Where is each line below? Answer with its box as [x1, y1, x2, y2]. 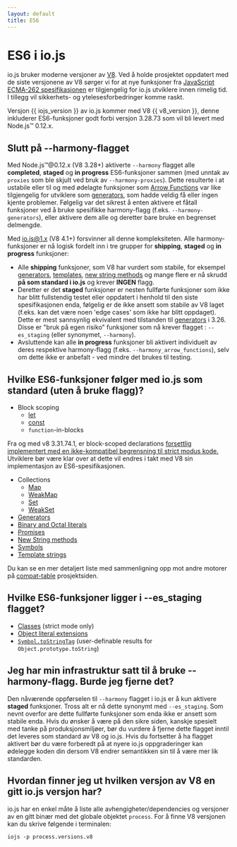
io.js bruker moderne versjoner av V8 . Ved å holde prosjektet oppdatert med [7, 71, 229, 79]
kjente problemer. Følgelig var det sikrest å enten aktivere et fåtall [7, 198, 197, 207]
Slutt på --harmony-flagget [7, 142, 130, 154]
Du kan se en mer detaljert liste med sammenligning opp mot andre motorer [7, 564, 227, 573]
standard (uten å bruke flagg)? [7, 384, 145, 396]
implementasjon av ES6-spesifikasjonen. [7, 462, 126, 470]
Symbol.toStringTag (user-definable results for [17, 636, 153, 645]
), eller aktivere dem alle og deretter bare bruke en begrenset [38, 213, 217, 222]
